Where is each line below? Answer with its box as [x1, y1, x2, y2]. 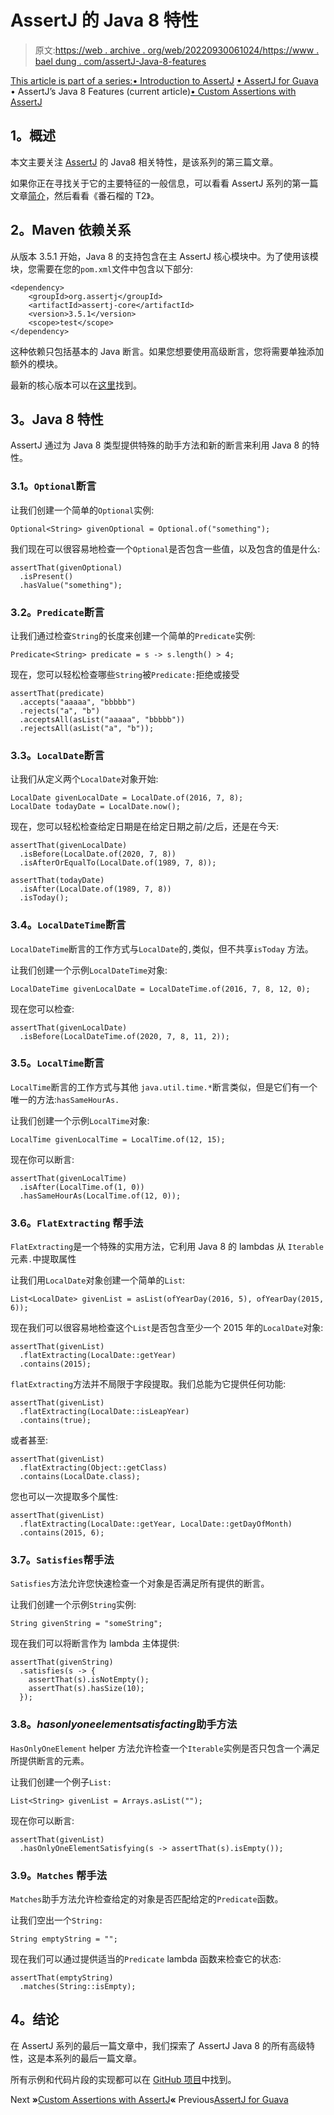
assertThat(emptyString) [10, 1973, 114, 1983]
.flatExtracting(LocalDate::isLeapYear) [19, 1407, 190, 1417]
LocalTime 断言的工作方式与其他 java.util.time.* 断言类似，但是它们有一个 [10, 1081, 318, 1093]
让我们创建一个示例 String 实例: [10, 1599, 137, 1611]
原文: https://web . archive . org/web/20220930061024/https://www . [34, 44, 320, 56]
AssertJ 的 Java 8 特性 [10, 9, 199, 32]
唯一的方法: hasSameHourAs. [10, 1093, 120, 1105]
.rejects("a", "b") [19, 706, 101, 716]
